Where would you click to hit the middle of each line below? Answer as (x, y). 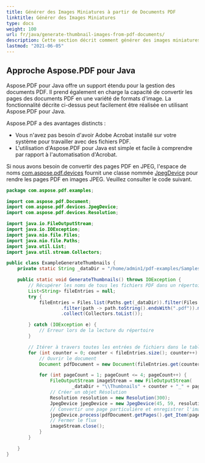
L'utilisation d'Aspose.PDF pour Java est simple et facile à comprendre (104, 148)
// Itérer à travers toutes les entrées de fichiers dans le (108, 347)
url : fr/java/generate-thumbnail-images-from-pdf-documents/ (86, 35)
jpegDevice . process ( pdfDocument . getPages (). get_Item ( (120, 415)
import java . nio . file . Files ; (43, 235)
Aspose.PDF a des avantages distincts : (56, 123)
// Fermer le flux (73, 421)
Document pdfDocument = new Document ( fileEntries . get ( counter (120, 364)
